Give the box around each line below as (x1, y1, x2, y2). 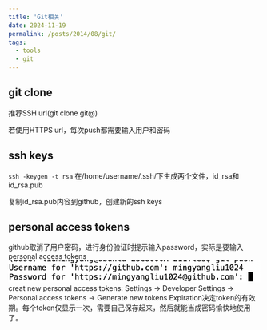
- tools (15, 46, 42, 55)
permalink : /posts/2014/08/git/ (8, 30, 116, 38)
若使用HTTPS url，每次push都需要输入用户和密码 (8, 125, 171, 135)
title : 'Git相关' (8, 13, 64, 21)
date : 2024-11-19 (8, 21, 66, 30)
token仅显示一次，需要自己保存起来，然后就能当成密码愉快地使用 (35, 303, 251, 312)
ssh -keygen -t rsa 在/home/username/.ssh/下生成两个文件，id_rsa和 (8, 171, 240, 180)
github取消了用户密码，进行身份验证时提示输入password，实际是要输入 (8, 243, 244, 252)
